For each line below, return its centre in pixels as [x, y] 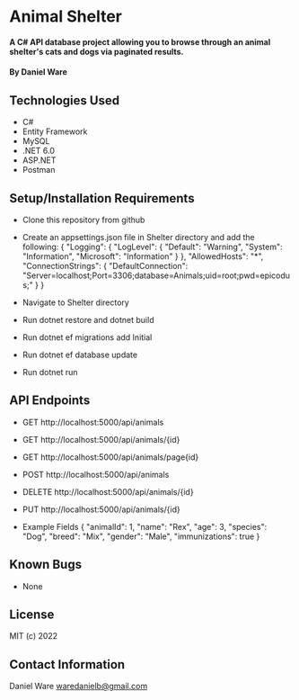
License [32, 615]
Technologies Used [64, 100]
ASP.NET [39, 160]
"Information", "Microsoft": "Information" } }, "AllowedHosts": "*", [143, 256]
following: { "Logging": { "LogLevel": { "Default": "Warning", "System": [152, 247]
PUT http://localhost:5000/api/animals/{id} [101, 509]
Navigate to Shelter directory [76, 302]
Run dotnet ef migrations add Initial [87, 337]
